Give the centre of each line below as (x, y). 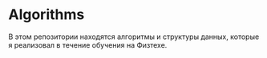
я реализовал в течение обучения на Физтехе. (88, 44)
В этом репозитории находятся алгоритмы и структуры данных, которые (134, 37)
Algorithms (47, 15)
